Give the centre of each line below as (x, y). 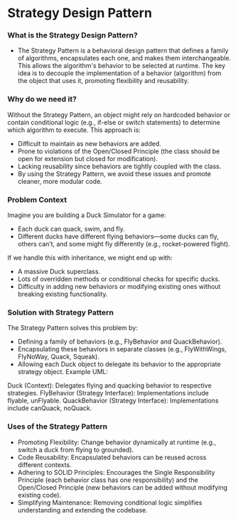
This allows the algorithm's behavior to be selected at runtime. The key (121, 66)
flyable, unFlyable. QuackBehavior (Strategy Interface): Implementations (113, 401)
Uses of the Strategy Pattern (58, 427)
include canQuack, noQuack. (50, 408)
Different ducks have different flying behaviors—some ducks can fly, (118, 236)
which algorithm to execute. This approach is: (74, 130)
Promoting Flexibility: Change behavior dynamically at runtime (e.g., (117, 442)
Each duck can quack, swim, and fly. (71, 229)
